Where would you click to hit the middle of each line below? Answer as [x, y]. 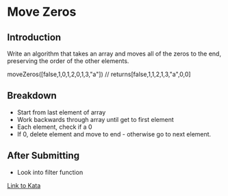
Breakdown [32, 96]
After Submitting [43, 156]
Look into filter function [50, 172]
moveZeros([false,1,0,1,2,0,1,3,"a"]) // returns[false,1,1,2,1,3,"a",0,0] [99, 74]
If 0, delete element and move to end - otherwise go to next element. [114, 134]
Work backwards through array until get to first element [95, 119]
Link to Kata [24, 185]
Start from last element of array [61, 112]
